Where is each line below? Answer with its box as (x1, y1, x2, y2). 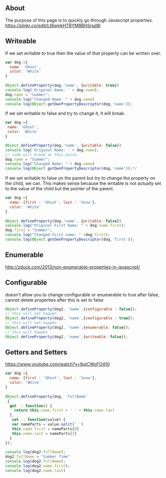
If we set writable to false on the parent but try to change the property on (5, 175, 156, 181)
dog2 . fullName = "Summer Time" (5, 454, 70, 460)
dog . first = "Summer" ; (5, 228, 52, 233)
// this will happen (5, 330, 48, 335)
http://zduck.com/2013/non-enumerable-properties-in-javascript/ (5, 264, 141, 270)
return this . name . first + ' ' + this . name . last (14, 408, 115, 413)
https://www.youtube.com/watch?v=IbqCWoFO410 (5, 361, 110, 367)
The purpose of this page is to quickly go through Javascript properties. (5, 17, 153, 23)
